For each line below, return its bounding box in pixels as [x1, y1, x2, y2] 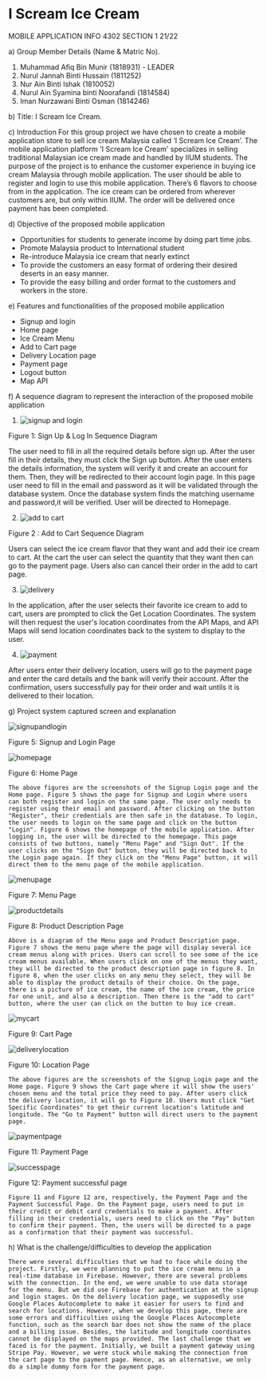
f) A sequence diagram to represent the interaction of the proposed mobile [8, 391, 253, 401]
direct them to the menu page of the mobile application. [8, 860, 205, 868]
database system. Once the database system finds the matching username [8, 488, 255, 498]
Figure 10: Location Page [8, 1060, 90, 1070]
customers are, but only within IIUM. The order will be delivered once [8, 195, 235, 205]
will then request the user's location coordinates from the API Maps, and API [8, 617, 259, 627]
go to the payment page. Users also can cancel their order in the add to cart [8, 560, 258, 570]
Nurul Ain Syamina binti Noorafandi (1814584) [19, 87, 171, 97]
